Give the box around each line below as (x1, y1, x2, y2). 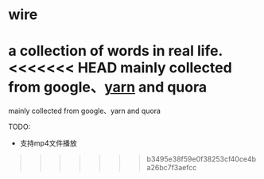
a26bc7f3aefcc (146, 163, 197, 173)
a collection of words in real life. (8, 42, 223, 60)
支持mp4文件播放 (19, 138, 77, 148)
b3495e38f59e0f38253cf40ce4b (146, 154, 257, 164)
